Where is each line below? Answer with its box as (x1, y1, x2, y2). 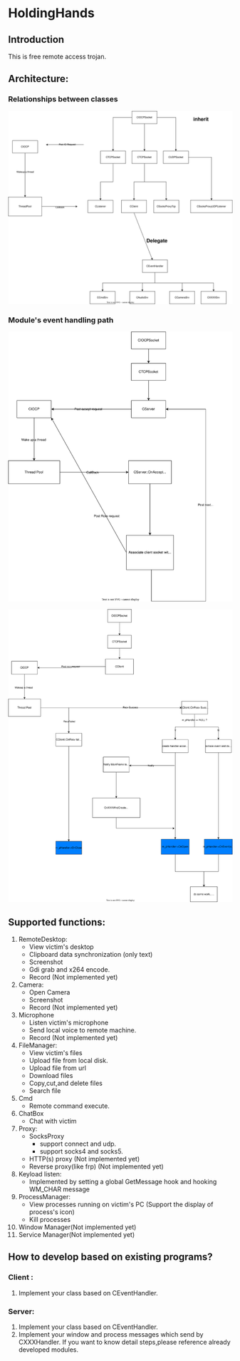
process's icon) (28, 1208, 75, 1216)
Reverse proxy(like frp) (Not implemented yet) (28, 1162, 165, 1171)
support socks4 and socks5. (39, 1147, 123, 1156)
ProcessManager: (18, 1193, 71, 1201)
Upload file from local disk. (28, 1057, 108, 1065)
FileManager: (18, 1041, 58, 1049)
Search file (28, 1087, 61, 1095)
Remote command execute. (28, 1101, 110, 1110)
